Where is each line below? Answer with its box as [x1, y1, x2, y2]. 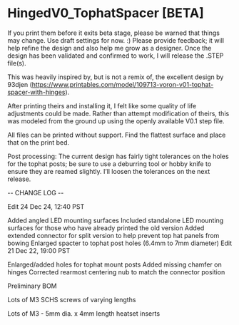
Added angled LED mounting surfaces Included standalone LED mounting [7, 216, 224, 225]
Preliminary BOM [7, 282, 57, 290]
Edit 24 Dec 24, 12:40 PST [7, 202, 85, 211]
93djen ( [7, 80, 32, 88]
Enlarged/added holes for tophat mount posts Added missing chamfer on [7, 260, 223, 269]
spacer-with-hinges [7, 88, 66, 96]
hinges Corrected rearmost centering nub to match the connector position [7, 267, 225, 276]
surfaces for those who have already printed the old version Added [7, 223, 205, 232]
